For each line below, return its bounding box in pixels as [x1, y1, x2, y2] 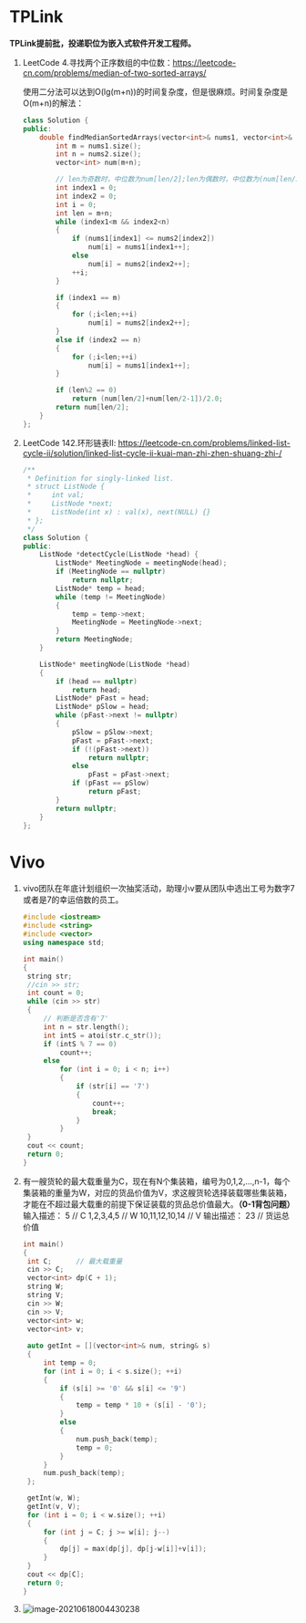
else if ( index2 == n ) [56, 335, 142, 344]
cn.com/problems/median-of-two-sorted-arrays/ [22, 67, 207, 78]
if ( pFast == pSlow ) [71, 778, 150, 788]
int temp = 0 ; [43, 1358, 97, 1368]
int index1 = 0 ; [56, 183, 117, 192]
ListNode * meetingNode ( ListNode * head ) [39, 660, 191, 669]
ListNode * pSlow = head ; [56, 702, 150, 712]
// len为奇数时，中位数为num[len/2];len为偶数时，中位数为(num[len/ [56, 175, 296, 184]
